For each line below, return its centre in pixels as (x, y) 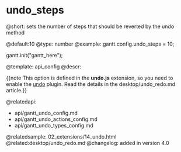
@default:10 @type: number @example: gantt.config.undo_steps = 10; (90, 44)
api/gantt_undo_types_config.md (54, 125)
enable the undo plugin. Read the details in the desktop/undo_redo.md (91, 84)
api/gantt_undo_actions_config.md (56, 119)
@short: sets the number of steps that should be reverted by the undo (90, 26)
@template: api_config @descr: (44, 66)
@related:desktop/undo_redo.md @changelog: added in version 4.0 (88, 143)
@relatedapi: (21, 101)
